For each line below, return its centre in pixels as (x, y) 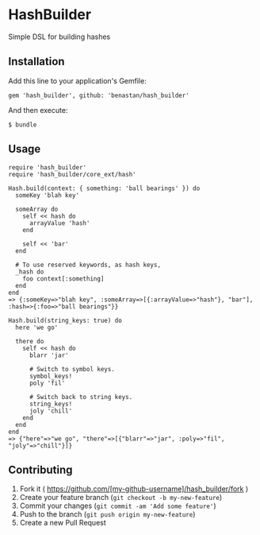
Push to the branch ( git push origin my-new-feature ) (107, 514)
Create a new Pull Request (63, 523)
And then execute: (38, 110)
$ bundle (23, 125)
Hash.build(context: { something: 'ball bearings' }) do (104, 188)
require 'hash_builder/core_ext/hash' (72, 174)
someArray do (37, 209)
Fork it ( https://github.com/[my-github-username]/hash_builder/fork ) (134, 489)
